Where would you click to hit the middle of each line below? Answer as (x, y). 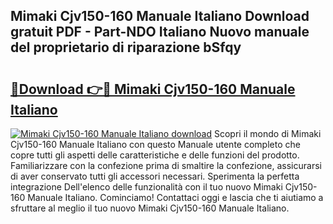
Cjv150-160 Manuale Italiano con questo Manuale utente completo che (155, 144)
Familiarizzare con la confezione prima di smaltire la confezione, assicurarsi (166, 165)
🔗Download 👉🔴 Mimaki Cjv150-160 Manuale (153, 89)
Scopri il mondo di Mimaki (267, 133)
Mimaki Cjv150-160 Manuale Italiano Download (160, 16)
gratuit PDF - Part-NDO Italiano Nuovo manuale (160, 32)
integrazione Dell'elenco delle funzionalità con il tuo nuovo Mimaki (146, 187)
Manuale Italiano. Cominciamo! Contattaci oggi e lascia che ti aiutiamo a (175, 197)
